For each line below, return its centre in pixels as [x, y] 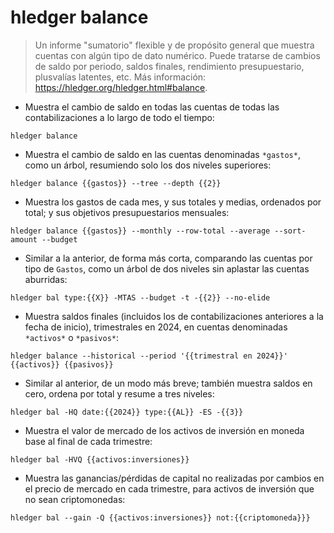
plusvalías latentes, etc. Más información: [120, 77]
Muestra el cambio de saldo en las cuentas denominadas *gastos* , [162, 154]
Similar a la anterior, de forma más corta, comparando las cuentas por [168, 258]
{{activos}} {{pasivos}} [62, 364]
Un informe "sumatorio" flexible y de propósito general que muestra [174, 45]
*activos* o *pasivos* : [71, 337]
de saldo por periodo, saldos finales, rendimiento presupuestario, [169, 66]
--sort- [290, 231]
